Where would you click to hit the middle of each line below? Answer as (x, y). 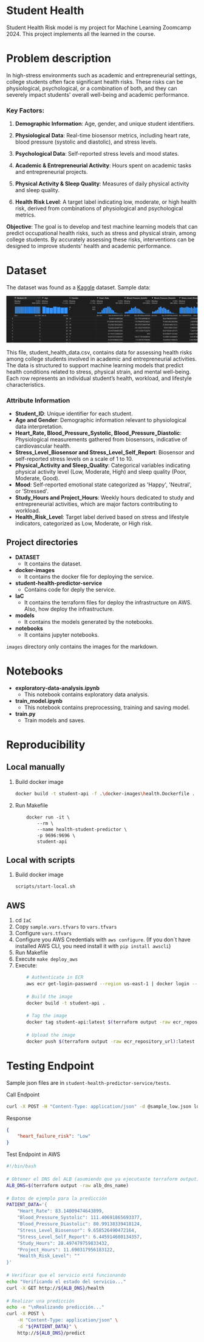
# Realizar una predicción (40, 1301)
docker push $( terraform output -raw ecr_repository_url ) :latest (111, 1041)
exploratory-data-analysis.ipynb (57, 688)
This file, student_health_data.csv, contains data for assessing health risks (99, 352)
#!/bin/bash (21, 1166)
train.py (25, 714)
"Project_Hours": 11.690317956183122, (66, 1250)
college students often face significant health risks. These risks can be (95, 81)
